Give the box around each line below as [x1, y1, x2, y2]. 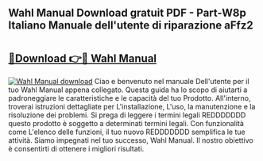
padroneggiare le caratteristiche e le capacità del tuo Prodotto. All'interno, [8, 94, 251, 102]
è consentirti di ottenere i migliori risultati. [8, 144, 145, 153]
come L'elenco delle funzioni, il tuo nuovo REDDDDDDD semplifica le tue [8, 127, 246, 136]
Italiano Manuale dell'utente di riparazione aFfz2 [8, 19, 253, 33]
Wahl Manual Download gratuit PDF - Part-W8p [8, 6, 246, 20]
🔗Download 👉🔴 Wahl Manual [8, 52, 157, 65]
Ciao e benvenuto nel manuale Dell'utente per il [94, 77, 249, 86]
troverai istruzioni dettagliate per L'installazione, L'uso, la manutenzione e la [8, 102, 256, 111]
